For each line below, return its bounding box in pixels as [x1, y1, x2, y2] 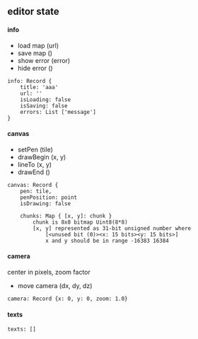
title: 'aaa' [20, 84, 59, 91]
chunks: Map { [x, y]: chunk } [20, 212, 112, 219]
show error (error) [17, 56, 71, 64]
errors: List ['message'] [20, 108, 97, 115]
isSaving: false [20, 102, 69, 109]
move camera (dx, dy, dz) [17, 282, 93, 289]
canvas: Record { [7, 181, 59, 188]
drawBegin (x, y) [17, 152, 66, 161]
